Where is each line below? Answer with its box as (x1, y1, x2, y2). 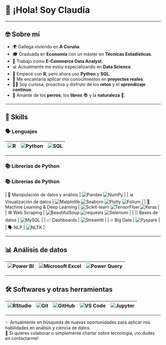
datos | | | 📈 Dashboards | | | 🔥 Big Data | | (5, 217, 160, 223)
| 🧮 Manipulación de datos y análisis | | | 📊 (5, 191, 134, 197)
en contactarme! (5, 336, 39, 342)
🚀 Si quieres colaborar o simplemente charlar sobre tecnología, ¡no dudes (5, 330, 155, 336)
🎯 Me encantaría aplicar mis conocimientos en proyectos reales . (12, 76, 144, 82)
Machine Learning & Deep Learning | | (5, 204, 160, 210)
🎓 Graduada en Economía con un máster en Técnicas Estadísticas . (12, 51, 153, 57)
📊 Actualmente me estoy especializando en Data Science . (12, 64, 132, 70)
